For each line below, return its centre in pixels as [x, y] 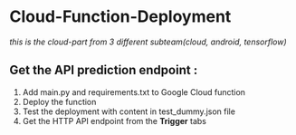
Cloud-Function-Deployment [120, 17]
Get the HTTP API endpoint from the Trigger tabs [114, 121]
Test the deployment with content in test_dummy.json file [129, 111]
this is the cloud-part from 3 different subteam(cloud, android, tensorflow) [148, 42]
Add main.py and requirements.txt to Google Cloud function [134, 92]
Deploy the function [59, 101]
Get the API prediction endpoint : [104, 70]
